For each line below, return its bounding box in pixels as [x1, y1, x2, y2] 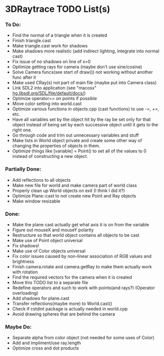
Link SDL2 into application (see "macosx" [12, 85, 97, 91]
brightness [12, 258, 34, 264]
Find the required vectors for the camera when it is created [12, 274, 132, 280]
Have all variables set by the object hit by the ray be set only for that [12, 116, 151, 122]
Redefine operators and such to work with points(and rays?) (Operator [12, 285, 155, 291]
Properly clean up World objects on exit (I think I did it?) [12, 187, 125, 194]
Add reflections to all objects [12, 177, 71, 183]
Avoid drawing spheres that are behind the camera [12, 311, 115, 317]
